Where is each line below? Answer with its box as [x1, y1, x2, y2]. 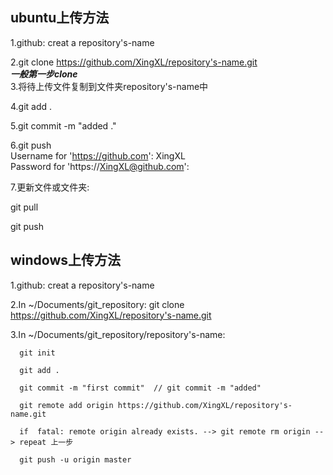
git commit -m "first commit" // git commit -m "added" [19, 383, 262, 393]
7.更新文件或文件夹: [10, 181, 90, 193]
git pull [10, 201, 39, 213]
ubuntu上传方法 [10, 9, 110, 27]
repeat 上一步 [19, 437, 74, 447]
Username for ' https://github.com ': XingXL [10, 149, 186, 162]
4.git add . [10, 100, 53, 112]
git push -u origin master [19, 454, 132, 465]
